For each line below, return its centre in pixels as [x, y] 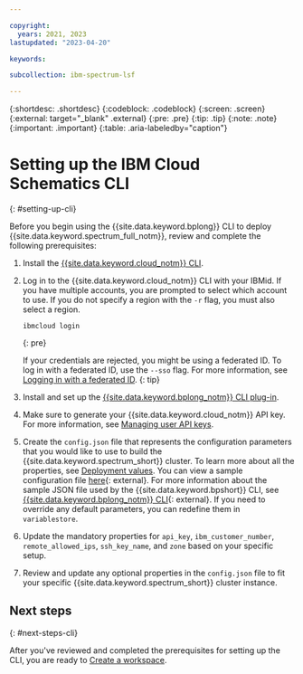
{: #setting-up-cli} [43, 209]
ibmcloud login [51, 327]
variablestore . [50, 519]
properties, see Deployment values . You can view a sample [133, 470]
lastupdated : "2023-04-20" [60, 43]
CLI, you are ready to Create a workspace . [88, 660]
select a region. [52, 309]
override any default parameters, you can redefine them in [131, 509]
